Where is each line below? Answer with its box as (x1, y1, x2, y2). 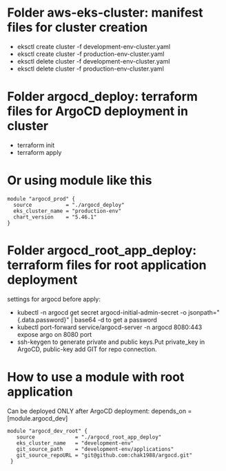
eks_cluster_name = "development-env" (16, 439, 134, 447)
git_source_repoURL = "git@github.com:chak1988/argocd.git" (16, 452, 193, 459)
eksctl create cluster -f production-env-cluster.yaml (17, 50, 165, 58)
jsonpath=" (188, 308, 220, 316)
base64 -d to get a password (74, 315, 157, 324)
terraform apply (17, 148, 62, 156)
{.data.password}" (17, 315, 70, 324)
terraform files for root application (7, 257, 207, 273)
